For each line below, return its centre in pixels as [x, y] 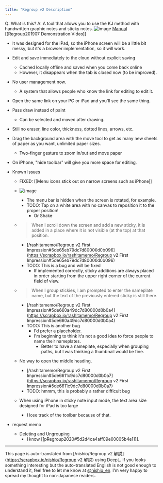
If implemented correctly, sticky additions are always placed [94, 270]
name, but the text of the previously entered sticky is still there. [94, 295]
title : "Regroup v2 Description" [39, 9]
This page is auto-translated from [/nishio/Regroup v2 [59, 453]
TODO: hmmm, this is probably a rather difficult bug [78, 391]
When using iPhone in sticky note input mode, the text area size [83, 400]
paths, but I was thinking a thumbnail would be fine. [92, 351]
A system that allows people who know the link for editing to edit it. [86, 91]
